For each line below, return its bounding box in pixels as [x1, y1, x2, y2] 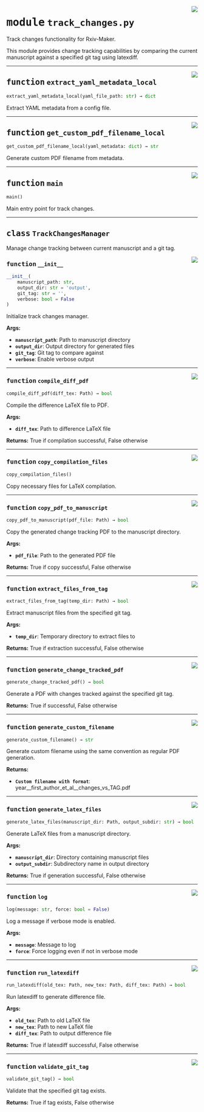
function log [6, 893, 47, 901]
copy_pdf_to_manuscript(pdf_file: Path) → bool [6, 517, 129, 523]
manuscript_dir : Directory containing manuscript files [15, 853, 149, 861]
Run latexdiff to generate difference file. [6, 993, 106, 1000]
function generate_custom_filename [6, 723, 114, 731]
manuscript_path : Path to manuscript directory [15, 336, 131, 344]
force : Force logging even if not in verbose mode [15, 947, 138, 954]
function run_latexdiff [6, 968, 80, 976]
